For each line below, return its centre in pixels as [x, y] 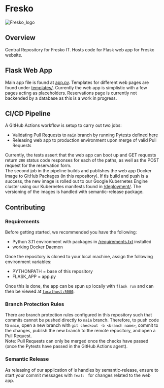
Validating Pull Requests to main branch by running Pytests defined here [85, 135]
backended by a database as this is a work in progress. [61, 98]
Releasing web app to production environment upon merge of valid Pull [84, 140]
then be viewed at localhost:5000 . [40, 291]
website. [14, 55]
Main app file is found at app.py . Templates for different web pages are [77, 82]
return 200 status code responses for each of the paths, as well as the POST [82, 160]
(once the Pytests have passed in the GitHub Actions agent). [66, 347]
